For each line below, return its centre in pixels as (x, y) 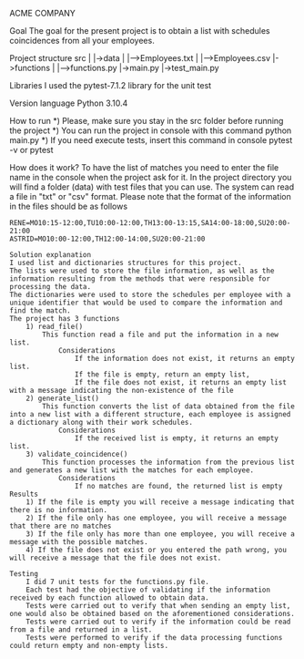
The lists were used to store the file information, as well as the (142, 271)
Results (24, 494)
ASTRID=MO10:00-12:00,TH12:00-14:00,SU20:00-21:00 (107, 239)
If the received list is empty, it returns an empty (177, 438)
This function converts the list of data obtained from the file (169, 407)
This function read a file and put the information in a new (161, 335)
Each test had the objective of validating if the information (148, 590)
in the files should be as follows (69, 206)
